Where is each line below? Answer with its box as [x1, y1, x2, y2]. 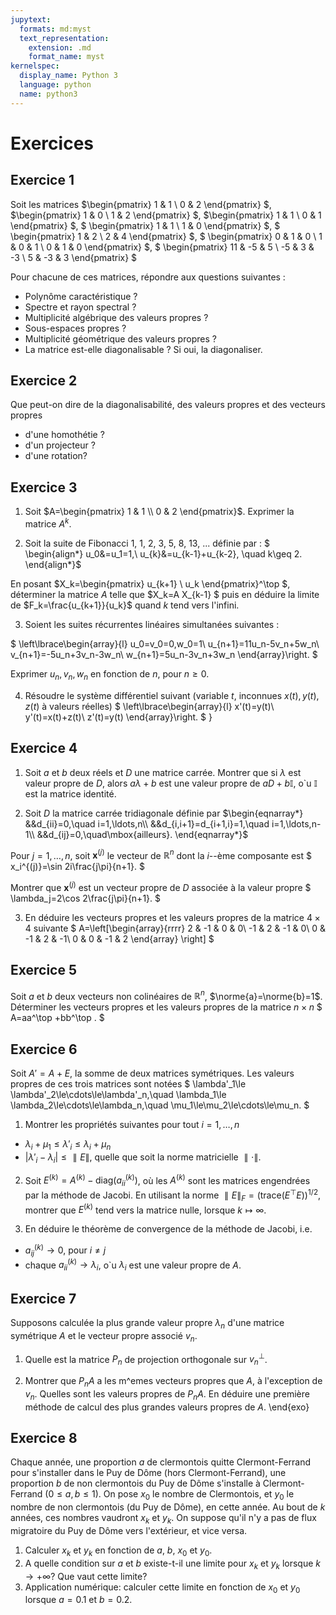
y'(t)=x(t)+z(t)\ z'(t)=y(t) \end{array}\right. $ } [24, 711, 213, 723]
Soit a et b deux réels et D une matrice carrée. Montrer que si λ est [24, 766, 302, 778]
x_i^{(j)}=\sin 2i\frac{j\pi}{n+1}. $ [10, 861, 145, 873]
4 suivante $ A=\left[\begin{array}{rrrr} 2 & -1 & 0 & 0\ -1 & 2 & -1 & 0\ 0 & [24, 922, 327, 934]
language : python [19, 80, 92, 90]
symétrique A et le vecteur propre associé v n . [10, 1329, 198, 1344]
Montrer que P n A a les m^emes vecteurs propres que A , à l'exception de [24, 1375, 323, 1389]
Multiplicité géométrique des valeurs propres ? [24, 332, 217, 345]
